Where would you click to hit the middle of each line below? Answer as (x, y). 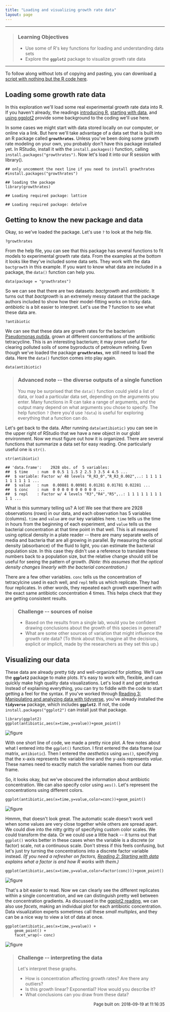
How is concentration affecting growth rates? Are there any (87, 979)
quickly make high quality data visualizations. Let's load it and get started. (82, 683)
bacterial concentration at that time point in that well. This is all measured (81, 529)
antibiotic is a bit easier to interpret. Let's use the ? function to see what (80, 307)
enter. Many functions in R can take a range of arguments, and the (87, 402)
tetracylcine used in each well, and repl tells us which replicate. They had (82, 582)
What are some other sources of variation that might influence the (94, 633)
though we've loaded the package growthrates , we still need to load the (80, 353)
